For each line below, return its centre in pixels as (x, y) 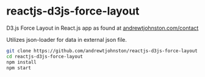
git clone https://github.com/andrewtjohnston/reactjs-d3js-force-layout (102, 51)
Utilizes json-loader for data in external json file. (67, 39)
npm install (21, 62)
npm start (19, 68)
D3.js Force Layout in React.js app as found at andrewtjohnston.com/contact (103, 28)
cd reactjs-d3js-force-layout (45, 56)
